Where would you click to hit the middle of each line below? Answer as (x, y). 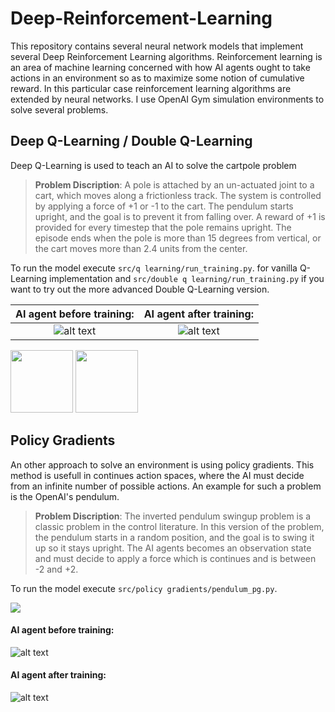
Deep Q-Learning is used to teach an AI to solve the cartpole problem (153, 165)
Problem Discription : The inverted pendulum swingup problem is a (173, 516)
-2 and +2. (56, 569)
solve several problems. (59, 109)
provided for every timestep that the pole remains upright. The (163, 227)
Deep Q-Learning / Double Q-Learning (131, 141)
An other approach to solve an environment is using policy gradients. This (162, 464)
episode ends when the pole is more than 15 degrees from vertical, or (178, 238)
